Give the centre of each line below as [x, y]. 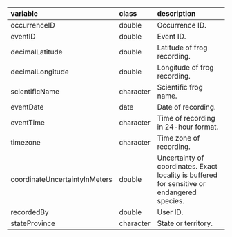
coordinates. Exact [187, 166]
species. [171, 201]
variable [24, 13]
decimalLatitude [37, 52]
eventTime [28, 122]
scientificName [35, 91]
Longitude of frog [185, 67]
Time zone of [178, 138]
